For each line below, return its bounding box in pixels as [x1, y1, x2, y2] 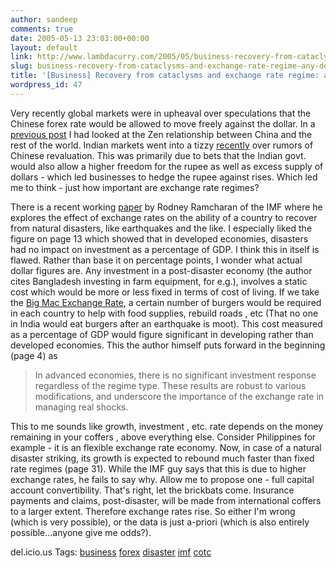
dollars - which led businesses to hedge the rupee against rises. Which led [10, 171, 318, 183]
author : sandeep [10, 14, 78, 25]
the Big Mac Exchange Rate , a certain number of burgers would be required [10, 296, 322, 308]
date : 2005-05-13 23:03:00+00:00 [10, 33, 150, 43]
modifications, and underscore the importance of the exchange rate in [34, 390, 325, 402]
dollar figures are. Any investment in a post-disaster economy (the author [10, 264, 313, 276]
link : [10, 52, 33, 62]
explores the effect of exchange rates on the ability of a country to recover [10, 211, 318, 223]
